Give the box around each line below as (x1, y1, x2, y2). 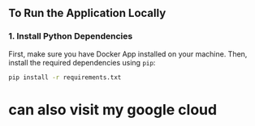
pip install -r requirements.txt (8, 73, 122, 82)
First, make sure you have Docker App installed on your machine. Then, (8, 48, 248, 59)
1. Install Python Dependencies (8, 31, 133, 42)
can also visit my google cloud (8, 100, 218, 119)
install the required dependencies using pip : (8, 57, 156, 67)
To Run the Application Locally (8, 6, 166, 20)
